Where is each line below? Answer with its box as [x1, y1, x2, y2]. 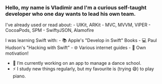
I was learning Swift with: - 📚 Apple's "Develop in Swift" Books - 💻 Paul [5, 37, 157, 44]
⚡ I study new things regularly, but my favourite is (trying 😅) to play [12, 66, 154, 72]
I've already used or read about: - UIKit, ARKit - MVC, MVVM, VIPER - [5, 22, 151, 28]
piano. [12, 73, 26, 79]
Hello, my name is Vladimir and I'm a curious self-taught [5, 4, 147, 11]
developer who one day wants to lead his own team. [5, 10, 136, 17]
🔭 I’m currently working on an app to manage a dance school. [12, 60, 142, 66]
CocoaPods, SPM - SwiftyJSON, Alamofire [5, 27, 94, 33]
